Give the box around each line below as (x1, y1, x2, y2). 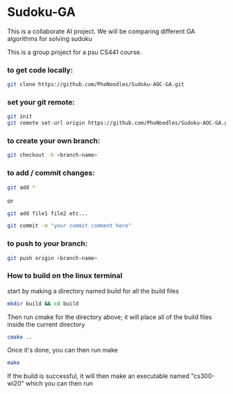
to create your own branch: (7, 136, 101, 146)
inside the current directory (7, 320, 85, 328)
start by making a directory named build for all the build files (7, 286, 179, 295)
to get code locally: (7, 65, 74, 75)
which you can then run (25, 379, 94, 388)
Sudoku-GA (7, 4, 76, 20)
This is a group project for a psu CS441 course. (7, 48, 142, 56)
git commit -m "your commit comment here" (7, 223, 132, 230)
